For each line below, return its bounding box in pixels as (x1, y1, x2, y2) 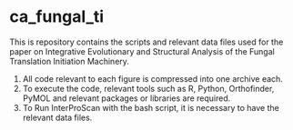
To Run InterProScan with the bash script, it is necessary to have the (22, 102, 279, 113)
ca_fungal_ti (9, 6, 105, 27)
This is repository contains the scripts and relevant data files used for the (9, 36, 284, 47)
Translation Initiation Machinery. (9, 55, 130, 66)
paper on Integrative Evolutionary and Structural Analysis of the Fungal (9, 45, 275, 56)
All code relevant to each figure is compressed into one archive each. (22, 73, 284, 84)
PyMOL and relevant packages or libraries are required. (22, 93, 231, 104)
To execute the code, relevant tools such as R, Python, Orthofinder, (22, 83, 275, 94)
